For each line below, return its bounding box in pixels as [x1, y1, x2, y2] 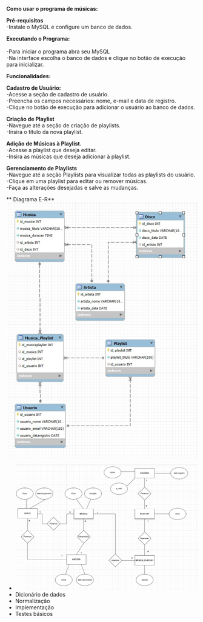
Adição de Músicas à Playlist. [6, 140, 82, 147]
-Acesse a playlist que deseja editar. [6, 147, 97, 153]
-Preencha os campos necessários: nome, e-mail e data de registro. [6, 97, 176, 104]
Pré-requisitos [6, 17, 44, 24]
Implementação [15, 603, 55, 611]
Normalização [15, 597, 50, 604]
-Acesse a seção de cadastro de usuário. [6, 91, 109, 98]
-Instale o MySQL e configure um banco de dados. [6, 24, 133, 30]
